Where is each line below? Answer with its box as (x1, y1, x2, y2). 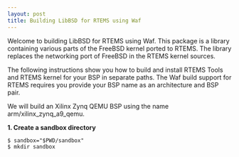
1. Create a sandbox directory (7, 123, 96, 131)
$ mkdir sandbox (7, 143, 55, 150)
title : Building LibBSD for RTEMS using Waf (7, 17, 142, 24)
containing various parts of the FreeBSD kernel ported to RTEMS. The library (7, 44, 232, 53)
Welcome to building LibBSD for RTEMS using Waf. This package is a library (7, 36, 230, 45)
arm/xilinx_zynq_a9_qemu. (7, 109, 85, 118)
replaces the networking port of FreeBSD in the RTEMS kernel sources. (7, 51, 216, 60)
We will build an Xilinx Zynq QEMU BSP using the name (7, 102, 169, 110)
